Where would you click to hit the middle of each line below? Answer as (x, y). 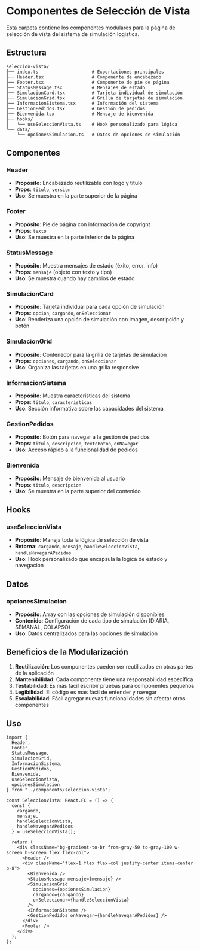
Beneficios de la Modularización (67, 652)
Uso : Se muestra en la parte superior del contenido (78, 491)
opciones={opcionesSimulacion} (72, 889)
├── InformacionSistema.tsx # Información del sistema (83, 103)
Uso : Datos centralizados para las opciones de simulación (86, 633)
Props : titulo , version (43, 189)
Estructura (26, 53)
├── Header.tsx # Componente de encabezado (84, 77)
